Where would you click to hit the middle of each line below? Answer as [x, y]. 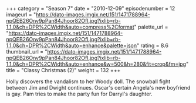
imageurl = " [21, 15]
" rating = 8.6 [153, 45]
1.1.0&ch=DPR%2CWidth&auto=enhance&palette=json [71, 45]
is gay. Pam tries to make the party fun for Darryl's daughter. [79, 94]
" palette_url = [151, 27]
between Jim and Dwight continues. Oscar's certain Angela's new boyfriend [98, 88]
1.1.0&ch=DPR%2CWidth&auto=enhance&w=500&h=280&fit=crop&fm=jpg [96, 64]
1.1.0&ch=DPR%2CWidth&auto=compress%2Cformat [70, 27]
